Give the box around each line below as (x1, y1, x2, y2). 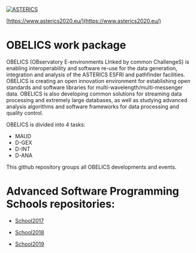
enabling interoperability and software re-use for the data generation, (6, 64, 178, 72)
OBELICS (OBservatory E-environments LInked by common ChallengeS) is (6, 58, 190, 66)
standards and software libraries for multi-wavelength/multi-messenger (6, 84, 183, 91)
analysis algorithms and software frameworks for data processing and (6, 103, 179, 110)
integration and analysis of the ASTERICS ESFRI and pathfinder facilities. (6, 71, 185, 78)
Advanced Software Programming (6, 184, 180, 198)
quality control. (6, 109, 44, 117)
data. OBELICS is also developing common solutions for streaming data (6, 90, 182, 97)
